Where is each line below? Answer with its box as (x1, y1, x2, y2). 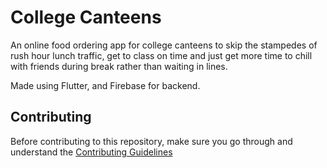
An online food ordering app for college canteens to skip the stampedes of (10, 39, 318, 51)
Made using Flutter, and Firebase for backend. (10, 79, 201, 91)
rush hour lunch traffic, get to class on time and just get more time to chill (10, 49, 313, 61)
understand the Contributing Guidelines (10, 146, 173, 158)
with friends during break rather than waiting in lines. (10, 60, 228, 72)
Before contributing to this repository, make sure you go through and (10, 135, 293, 147)
